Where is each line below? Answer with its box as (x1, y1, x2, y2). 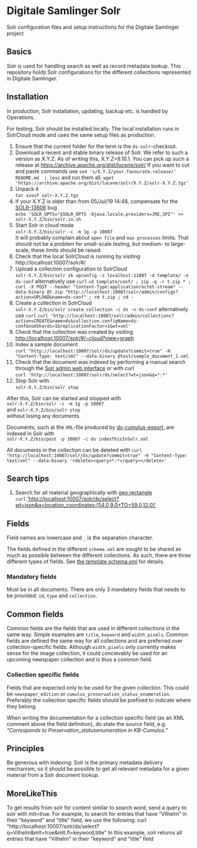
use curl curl (15, 312, 49, 319)
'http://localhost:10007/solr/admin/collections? (50, 313, 175, 319)
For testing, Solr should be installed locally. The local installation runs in (6, 125, 179, 132)
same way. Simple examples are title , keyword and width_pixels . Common (6, 631, 188, 638)
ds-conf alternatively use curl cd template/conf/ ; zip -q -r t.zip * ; (15, 278, 191, 285)
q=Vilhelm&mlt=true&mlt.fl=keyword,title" (6, 829, 107, 836)
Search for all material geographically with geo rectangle (15, 489, 152, 496)
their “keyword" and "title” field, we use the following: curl (6, 817, 147, 824)
